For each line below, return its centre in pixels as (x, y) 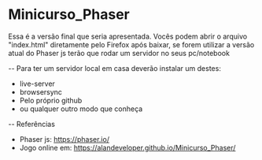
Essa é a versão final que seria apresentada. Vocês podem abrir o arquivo (128, 36)
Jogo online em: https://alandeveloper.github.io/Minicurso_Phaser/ (127, 147)
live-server (37, 84)
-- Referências (31, 124)
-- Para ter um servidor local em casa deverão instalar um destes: (115, 68)
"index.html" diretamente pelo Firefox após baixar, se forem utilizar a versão (131, 44)
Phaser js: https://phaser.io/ (65, 139)
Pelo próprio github (51, 100)
